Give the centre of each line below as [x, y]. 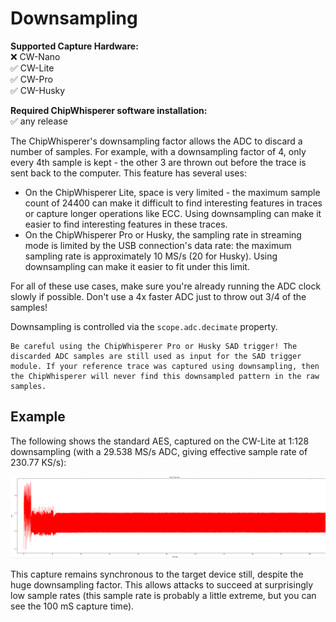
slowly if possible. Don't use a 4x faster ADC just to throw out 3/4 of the [158, 296]
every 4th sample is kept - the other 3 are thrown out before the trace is [158, 162]
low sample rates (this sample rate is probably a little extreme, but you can [163, 596]
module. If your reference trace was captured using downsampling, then [165, 366]
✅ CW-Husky [38, 90]
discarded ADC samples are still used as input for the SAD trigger [156, 356]
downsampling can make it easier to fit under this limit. [137, 266]
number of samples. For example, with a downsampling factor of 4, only [158, 151]
